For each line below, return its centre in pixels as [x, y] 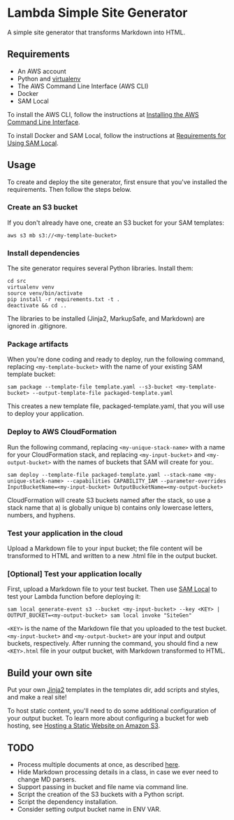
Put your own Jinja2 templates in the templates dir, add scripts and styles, [114, 690]
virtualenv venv [31, 287]
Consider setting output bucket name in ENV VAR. [89, 809]
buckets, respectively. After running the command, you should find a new [113, 644]
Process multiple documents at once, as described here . [98, 764]
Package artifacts [38, 345]
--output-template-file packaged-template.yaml [103, 394]
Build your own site [50, 673]
